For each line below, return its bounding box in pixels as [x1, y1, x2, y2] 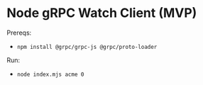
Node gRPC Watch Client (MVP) [6, 5, 197, 21]
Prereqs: [6, 28, 32, 37]
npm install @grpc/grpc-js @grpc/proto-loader [16, 43, 158, 50]
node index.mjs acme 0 [16, 71, 84, 78]
